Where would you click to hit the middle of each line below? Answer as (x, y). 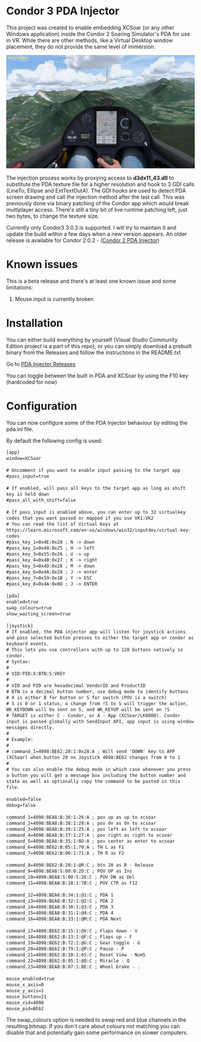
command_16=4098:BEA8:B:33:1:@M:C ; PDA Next (64, 919)
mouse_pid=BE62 (25, 1009)
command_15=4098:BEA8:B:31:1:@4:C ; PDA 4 (60, 913)
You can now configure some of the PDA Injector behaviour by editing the (97, 422)
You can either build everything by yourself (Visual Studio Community (92, 340)
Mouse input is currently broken (54, 299)
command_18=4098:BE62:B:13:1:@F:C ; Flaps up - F (69, 937)
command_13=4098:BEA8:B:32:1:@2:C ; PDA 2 (60, 901)
